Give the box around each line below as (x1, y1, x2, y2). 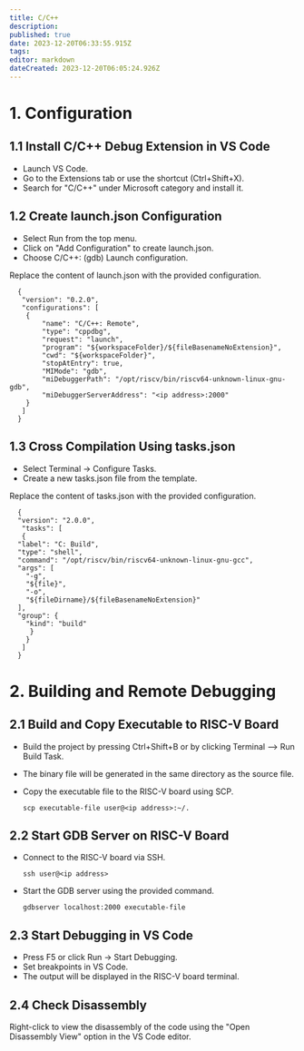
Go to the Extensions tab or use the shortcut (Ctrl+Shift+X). (22, 172, 245, 183)
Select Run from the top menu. (22, 232, 138, 243)
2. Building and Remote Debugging (9, 681, 277, 702)
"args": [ (17, 564, 54, 573)
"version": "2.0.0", (17, 516, 95, 525)
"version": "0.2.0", (21, 295, 100, 304)
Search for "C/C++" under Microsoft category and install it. (22, 182, 244, 193)
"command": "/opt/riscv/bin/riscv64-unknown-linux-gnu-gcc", (17, 555, 254, 565)
